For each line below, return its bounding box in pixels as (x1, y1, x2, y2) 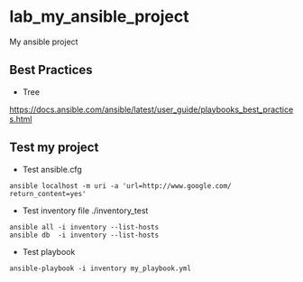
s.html (9, 113, 32, 124)
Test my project (9, 140, 99, 155)
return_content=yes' (9, 189, 87, 198)
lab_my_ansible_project (9, 6, 189, 27)
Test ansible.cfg (22, 164, 83, 174)
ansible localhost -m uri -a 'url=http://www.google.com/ (9, 181, 232, 191)
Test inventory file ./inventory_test (22, 205, 149, 216)
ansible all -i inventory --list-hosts (9, 222, 160, 231)
